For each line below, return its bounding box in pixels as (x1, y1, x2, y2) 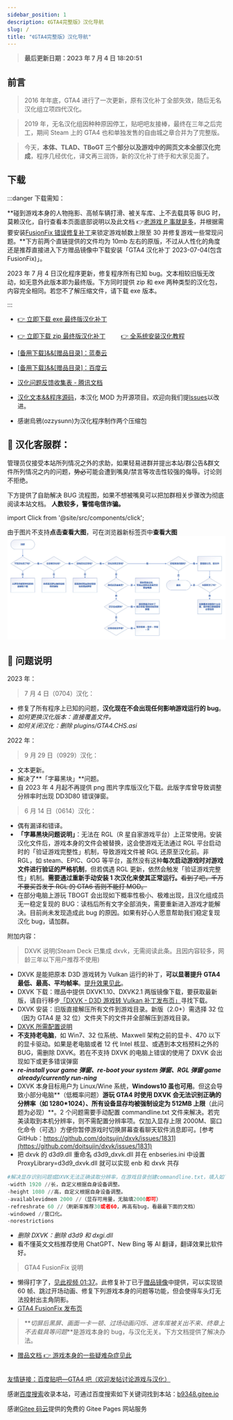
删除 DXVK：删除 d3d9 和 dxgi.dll (17, 1231, 113, 1240)
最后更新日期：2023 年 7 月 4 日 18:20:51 (24, 54, 142, 63)
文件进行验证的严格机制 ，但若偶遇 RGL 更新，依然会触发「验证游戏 (17, 865, 209, 873)
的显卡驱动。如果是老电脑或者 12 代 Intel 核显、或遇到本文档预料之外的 (17, 1040, 219, 1048)
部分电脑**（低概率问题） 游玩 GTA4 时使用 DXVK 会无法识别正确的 (29, 1091, 222, 1099)
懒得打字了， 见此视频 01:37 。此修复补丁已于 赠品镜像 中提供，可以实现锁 (17, 1278, 223, 1286)
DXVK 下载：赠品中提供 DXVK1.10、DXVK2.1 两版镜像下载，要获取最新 (17, 988, 218, 996)
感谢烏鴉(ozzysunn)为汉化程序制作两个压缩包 (17, 416, 147, 424)
